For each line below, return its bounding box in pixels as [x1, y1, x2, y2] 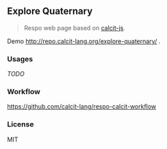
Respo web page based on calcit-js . [23, 23, 125, 32]
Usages [7, 54, 33, 64]
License [7, 119, 34, 129]
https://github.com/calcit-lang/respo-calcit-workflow [7, 102, 157, 111]
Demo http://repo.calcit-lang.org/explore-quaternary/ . [7, 37, 161, 45]
